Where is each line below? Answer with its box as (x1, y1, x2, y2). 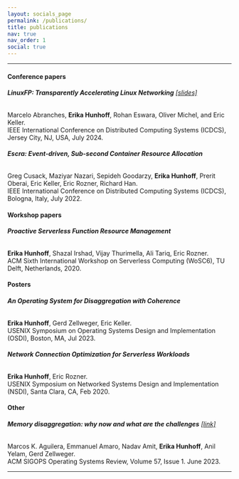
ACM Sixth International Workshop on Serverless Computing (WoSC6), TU (7, 256, 225, 265)
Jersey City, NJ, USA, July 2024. (7, 133, 104, 142)
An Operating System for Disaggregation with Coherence (7, 296, 181, 305)
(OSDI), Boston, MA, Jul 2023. (7, 334, 96, 342)
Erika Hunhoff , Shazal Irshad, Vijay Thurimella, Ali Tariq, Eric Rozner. (7, 248, 209, 257)
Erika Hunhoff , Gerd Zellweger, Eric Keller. (7, 318, 132, 327)
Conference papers (7, 72, 66, 80)
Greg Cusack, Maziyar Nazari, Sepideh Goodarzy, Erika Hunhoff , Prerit (7, 172, 216, 180)
